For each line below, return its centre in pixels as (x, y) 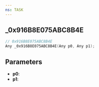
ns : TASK (14, 10)
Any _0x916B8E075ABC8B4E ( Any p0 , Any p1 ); (50, 46)
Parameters (24, 62)
